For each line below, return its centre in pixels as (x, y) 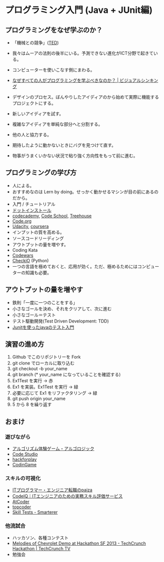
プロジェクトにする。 (34, 103)
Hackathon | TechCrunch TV (41, 548)
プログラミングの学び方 (41, 173)
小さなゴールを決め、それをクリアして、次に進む (62, 309)
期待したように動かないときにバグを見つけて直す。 (64, 145)
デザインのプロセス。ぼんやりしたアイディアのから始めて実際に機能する (86, 97)
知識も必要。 (39, 273)
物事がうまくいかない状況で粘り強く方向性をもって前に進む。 (75, 156)
